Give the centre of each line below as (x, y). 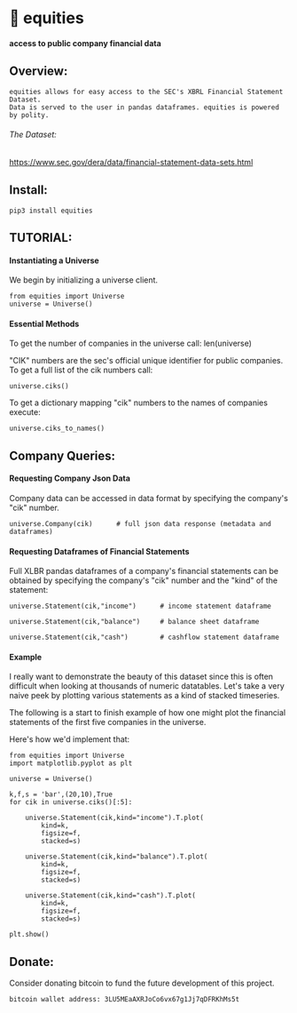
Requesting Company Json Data (70, 478)
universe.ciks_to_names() (57, 429)
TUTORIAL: (41, 238)
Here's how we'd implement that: (70, 739)
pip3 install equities (51, 211)
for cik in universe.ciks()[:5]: (71, 802)
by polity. (29, 115)
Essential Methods (44, 323)
